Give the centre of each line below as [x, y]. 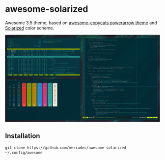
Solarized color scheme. [30, 28]
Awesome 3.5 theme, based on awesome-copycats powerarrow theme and [81, 23]
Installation [23, 136]
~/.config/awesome [24, 153]
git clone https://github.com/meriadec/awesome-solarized [66, 148]
